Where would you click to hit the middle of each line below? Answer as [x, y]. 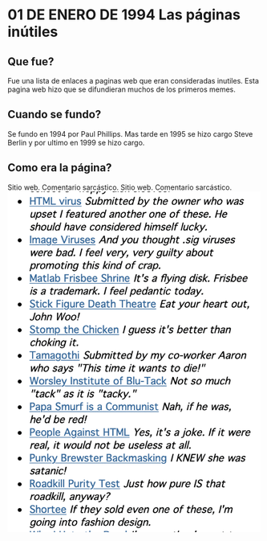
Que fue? [31, 61]
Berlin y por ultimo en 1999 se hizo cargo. [76, 142]
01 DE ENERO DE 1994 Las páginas [124, 15]
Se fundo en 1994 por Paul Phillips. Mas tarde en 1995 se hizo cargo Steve [130, 133]
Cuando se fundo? [55, 115]
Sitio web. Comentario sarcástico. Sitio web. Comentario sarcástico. [120, 187]
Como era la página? [60, 168]
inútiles [33, 32]
